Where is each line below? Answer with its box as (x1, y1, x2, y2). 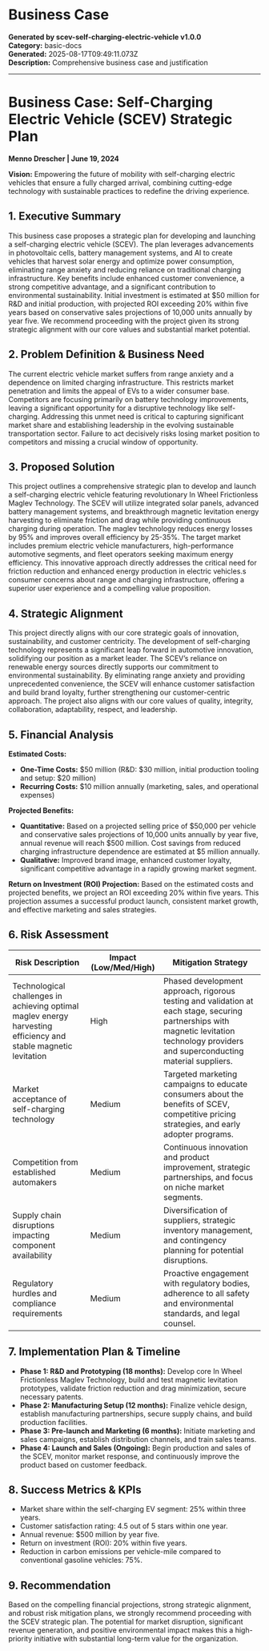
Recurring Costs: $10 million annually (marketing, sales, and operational (19, 781, 259, 791)
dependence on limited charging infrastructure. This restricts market (8, 377, 234, 387)
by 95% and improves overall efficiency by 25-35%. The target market (8, 533, 242, 542)
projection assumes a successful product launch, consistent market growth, (8, 896, 259, 906)
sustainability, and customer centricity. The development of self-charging (8, 637, 251, 646)
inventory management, (163, 1224, 253, 1235)
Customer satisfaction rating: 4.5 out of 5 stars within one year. (19, 1521, 228, 1531)
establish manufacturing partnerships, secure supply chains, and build (19, 1408, 253, 1419)
